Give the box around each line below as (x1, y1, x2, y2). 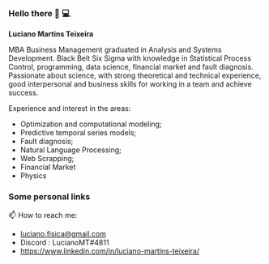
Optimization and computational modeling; (19, 119, 162, 129)
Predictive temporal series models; (19, 128, 137, 138)
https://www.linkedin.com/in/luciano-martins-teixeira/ (19, 246, 200, 256)
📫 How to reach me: (8, 210, 78, 219)
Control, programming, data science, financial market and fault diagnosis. (8, 62, 254, 72)
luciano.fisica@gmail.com (19, 228, 107, 238)
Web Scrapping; (19, 154, 75, 164)
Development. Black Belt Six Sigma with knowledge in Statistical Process (8, 53, 251, 63)
